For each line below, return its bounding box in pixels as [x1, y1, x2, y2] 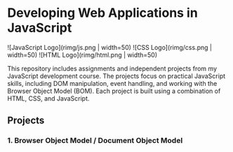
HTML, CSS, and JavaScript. [7, 94, 90, 103]
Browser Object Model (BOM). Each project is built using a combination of [7, 87, 221, 95]
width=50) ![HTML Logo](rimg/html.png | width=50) [7, 51, 158, 59]
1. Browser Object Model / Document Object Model [7, 136, 183, 146]
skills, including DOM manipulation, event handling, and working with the [7, 79, 218, 87]
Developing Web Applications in [7, 5, 198, 21]
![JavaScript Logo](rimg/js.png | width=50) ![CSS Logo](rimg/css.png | [7, 43, 213, 51]
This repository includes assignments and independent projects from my [7, 64, 218, 72]
